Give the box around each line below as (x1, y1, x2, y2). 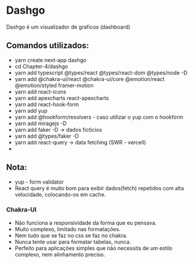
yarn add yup (14, 107, 48, 114)
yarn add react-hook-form (14, 101, 79, 108)
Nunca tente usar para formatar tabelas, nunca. (14, 238, 131, 245)
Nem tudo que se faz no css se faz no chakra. (14, 232, 128, 239)
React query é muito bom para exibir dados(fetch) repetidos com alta (14, 184, 184, 191)
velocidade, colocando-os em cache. (14, 191, 106, 198)
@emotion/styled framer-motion (14, 82, 94, 89)
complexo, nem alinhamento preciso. (14, 251, 106, 258)
